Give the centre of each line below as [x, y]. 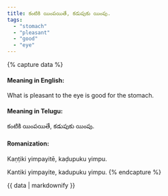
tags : [15, 20]
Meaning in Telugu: [35, 111]
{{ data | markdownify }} [41, 185]
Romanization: [28, 143]
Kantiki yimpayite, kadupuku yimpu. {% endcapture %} [84, 172]
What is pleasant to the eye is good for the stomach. [81, 96]
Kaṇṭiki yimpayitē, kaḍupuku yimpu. [57, 158]
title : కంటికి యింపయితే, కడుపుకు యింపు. [59, 13]
